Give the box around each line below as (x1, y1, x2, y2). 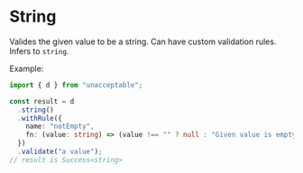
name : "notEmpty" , (25, 122, 95, 132)
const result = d (9, 96, 75, 105)
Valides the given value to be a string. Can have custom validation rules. (9, 36, 277, 47)
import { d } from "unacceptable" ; (9, 80, 143, 89)
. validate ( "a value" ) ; (17, 147, 103, 157)
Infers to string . (9, 45, 69, 56)
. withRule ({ (17, 114, 63, 123)
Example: (9, 63, 44, 74)
